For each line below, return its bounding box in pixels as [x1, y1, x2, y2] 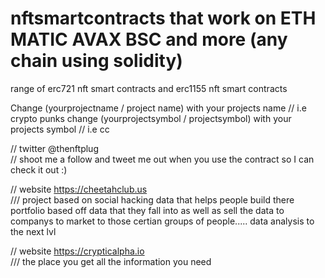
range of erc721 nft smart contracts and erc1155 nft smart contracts [10, 82, 288, 94]
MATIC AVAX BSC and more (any [10, 28, 288, 51]
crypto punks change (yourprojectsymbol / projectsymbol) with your [10, 112, 292, 124]
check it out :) [10, 163, 68, 176]
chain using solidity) [10, 50, 183, 72]
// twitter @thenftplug [10, 142, 99, 154]
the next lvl [10, 225, 57, 237]
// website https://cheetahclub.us [10, 183, 148, 195]
